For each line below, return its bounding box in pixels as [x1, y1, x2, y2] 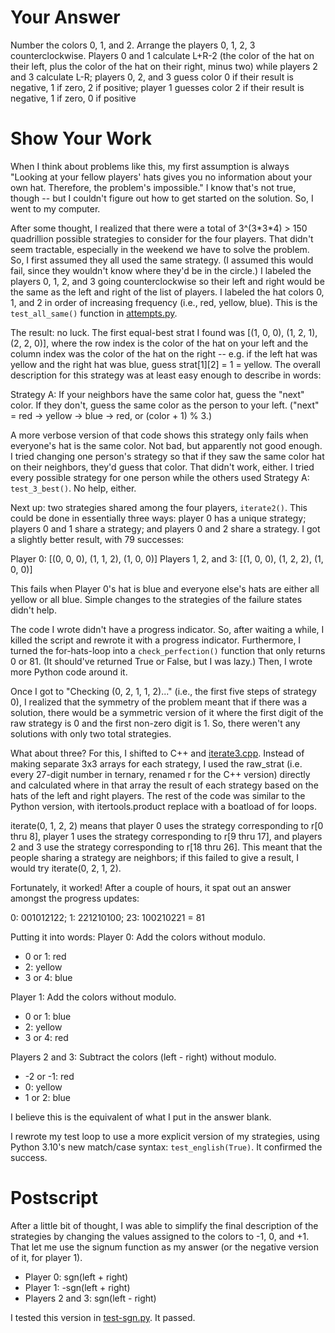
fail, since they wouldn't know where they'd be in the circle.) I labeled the [10, 264, 312, 276]
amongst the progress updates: [10, 892, 140, 904]
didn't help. [10, 604, 57, 616]
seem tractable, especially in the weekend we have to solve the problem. [10, 243, 310, 255]
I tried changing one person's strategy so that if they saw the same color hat [10, 450, 325, 462]
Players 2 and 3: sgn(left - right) [24, 1292, 157, 1304]
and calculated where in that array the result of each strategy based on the [10, 779, 319, 791]
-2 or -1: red [24, 1070, 75, 1082]
